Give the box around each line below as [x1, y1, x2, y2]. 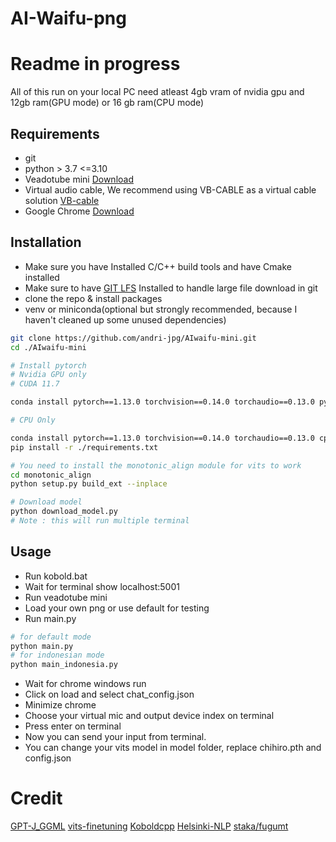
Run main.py [24, 612, 77, 624]
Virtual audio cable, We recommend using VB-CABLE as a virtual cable [24, 183, 317, 196]
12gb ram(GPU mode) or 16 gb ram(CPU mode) [10, 97, 205, 109]
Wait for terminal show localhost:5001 [24, 580, 180, 592]
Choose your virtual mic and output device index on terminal [24, 710, 275, 722]
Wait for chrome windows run [24, 678, 147, 690]
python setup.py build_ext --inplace [10, 479, 168, 489]
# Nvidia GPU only [10, 370, 87, 380]
